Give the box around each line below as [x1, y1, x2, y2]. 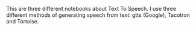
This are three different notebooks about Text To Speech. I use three [6, 5, 177, 12]
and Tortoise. [6, 18, 39, 25]
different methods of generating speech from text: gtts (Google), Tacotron [6, 11, 190, 19]
